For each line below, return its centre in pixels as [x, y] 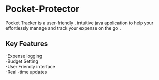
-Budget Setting [22, 61]
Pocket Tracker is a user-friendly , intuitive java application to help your [79, 23]
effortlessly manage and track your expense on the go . [63, 28]
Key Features [27, 44]
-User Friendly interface [30, 66]
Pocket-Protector [43, 9]
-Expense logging [24, 56]
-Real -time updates [26, 72]
